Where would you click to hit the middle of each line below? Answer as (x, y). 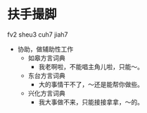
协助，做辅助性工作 (45, 49)
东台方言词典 (46, 76)
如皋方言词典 (46, 58)
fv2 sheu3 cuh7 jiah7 (38, 34)
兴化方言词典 (46, 93)
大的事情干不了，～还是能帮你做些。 (91, 84)
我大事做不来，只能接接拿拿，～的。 (91, 102)
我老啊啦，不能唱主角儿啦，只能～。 (91, 66)
